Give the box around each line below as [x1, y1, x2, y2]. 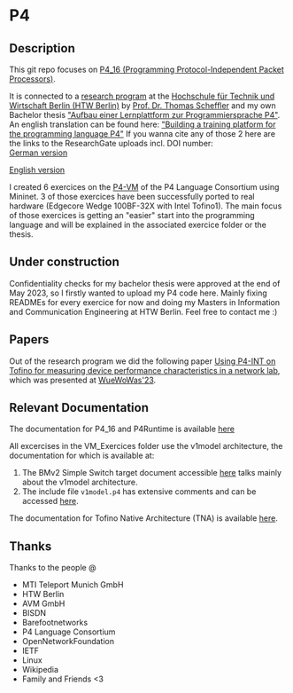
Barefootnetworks [21, 618, 89, 628]
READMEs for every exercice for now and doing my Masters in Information [9, 296, 281, 307]
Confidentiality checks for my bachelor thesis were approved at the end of [9, 278, 281, 288]
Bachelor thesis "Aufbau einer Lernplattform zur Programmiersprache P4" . [9, 110, 281, 120]
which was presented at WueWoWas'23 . [9, 374, 157, 385]
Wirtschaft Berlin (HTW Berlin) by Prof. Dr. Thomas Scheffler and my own [9, 100, 276, 111]
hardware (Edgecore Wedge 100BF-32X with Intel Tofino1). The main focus [9, 201, 282, 211]
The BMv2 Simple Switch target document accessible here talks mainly [21, 468, 281, 478]
